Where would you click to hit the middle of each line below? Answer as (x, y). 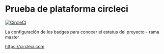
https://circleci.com (25, 46)
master (12, 37)
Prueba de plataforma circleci (67, 9)
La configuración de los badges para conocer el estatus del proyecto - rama (82, 32)
